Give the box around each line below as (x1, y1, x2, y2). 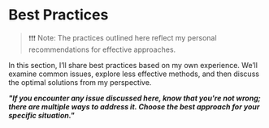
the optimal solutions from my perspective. (8, 77, 152, 87)
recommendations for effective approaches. (28, 45, 176, 54)
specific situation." (8, 110, 75, 120)
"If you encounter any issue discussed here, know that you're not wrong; (8, 93, 262, 103)
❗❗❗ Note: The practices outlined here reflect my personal (28, 32, 217, 42)
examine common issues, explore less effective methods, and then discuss (8, 69, 260, 79)
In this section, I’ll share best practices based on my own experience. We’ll (8, 60, 258, 70)
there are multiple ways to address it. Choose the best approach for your (8, 101, 260, 111)
